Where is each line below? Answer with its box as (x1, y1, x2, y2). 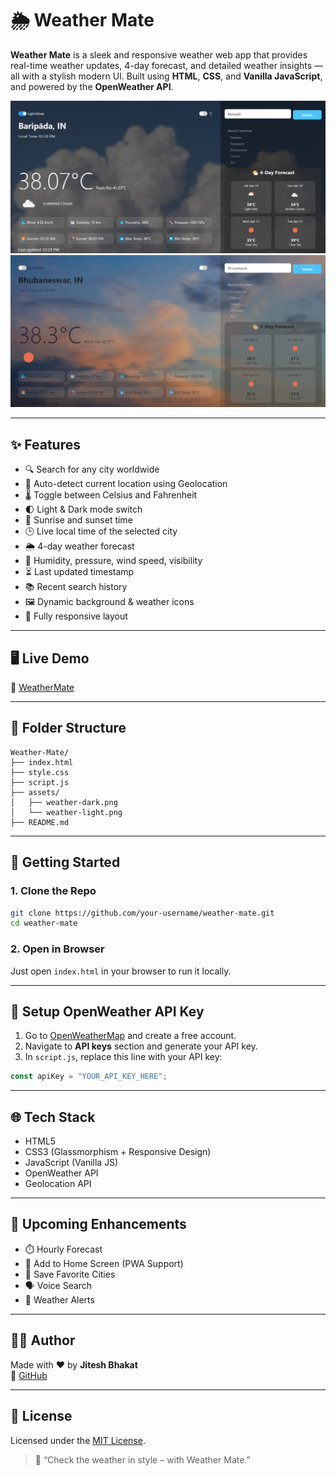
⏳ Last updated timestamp (24, 566, 135, 578)
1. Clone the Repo (10, 884, 97, 898)
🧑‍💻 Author (10, 1332, 76, 1349)
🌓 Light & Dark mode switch (24, 503, 143, 516)
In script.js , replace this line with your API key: (24, 1051, 223, 1063)
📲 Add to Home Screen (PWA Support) (24, 1257, 184, 1269)
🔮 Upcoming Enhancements (10, 1216, 187, 1233)
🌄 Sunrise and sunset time (24, 514, 133, 526)
